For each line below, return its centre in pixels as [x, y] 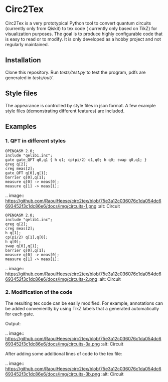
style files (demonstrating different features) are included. [65, 111]
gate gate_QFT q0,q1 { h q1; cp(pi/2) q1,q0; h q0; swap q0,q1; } [76, 160]
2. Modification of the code [39, 292]
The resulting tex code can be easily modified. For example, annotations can [84, 303]
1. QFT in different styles [36, 140]
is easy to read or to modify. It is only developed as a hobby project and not [83, 39]
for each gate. [20, 314]
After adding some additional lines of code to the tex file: [64, 353]
